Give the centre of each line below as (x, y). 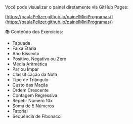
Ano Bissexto (26, 53)
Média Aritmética (30, 64)
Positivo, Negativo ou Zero (39, 59)
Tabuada (21, 43)
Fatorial (20, 111)
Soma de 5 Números (33, 106)
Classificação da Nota (35, 74)
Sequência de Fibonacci (37, 116)
